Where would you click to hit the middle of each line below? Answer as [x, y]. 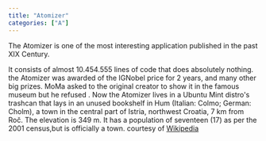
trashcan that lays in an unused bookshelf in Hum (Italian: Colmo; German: [130, 103]
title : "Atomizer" [39, 15]
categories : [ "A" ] [39, 23]
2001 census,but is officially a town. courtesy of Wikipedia [104, 128]
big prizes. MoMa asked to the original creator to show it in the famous [124, 86]
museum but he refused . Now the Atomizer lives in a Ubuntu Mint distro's [129, 94]
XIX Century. [29, 54]
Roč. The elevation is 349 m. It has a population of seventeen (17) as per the [133, 120]
